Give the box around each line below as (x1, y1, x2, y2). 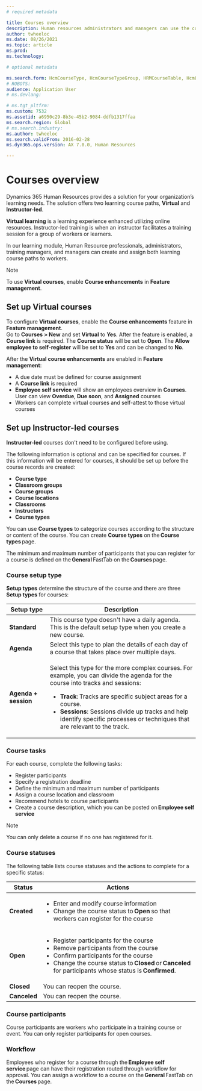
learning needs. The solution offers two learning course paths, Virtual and (6, 199, 191, 207)
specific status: (6, 869, 44, 876)
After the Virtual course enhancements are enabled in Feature (6, 355, 164, 362)
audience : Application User (6, 86, 77, 92)
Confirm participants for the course (53, 951, 153, 960)
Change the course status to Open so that (53, 907, 171, 915)
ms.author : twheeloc (6, 131, 58, 137)
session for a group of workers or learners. (6, 230, 112, 238)
